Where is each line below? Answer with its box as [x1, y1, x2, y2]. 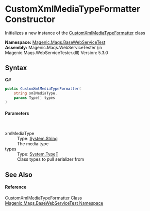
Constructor [5, 14, 56, 25]
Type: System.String [17, 135, 58, 142]
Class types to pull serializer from [17, 156, 84, 162]
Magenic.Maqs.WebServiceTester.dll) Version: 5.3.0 [5, 50, 108, 56]
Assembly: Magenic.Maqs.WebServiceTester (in [5, 44, 102, 50]
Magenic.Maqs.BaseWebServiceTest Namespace [5, 200, 103, 206]
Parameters [5, 110, 29, 116]
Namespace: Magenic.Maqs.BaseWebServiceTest [5, 39, 106, 45]
